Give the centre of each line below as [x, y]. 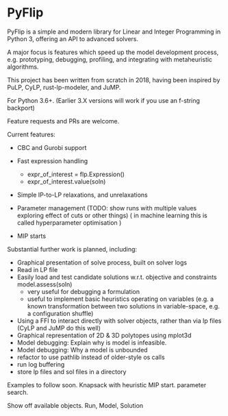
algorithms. [23, 66]
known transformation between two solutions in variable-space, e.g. [124, 306]
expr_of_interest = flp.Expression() [76, 174]
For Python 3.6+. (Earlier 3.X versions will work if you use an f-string [104, 100]
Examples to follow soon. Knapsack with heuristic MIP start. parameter [107, 384]
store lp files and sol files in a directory [72, 371]
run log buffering [41, 364]
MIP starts [31, 236]
